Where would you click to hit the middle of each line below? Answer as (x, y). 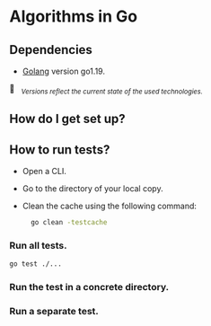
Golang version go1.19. (64, 71)
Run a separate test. (54, 311)
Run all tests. (38, 245)
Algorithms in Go (73, 17)
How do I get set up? (67, 119)
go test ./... (36, 264)
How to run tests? (60, 150)
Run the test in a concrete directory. (89, 286)
